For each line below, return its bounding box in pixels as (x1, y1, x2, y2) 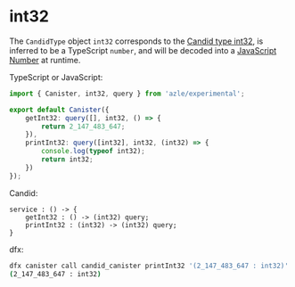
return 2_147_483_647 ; (41, 122, 126, 131)
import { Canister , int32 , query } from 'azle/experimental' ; (9, 89, 245, 98)
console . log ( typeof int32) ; (41, 147, 145, 156)
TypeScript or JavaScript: (9, 71, 103, 82)
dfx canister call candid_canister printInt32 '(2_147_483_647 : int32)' (9, 261, 290, 270)
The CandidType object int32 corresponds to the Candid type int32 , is (9, 36, 264, 46)
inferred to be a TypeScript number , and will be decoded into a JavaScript (9, 45, 277, 55)
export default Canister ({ (9, 105, 110, 114)
